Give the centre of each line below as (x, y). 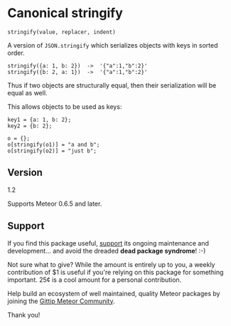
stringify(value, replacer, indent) (61, 32)
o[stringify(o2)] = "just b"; (52, 151)
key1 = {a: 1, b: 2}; (39, 120)
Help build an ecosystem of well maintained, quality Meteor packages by (114, 293)
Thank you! (24, 315)
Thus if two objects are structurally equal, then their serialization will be (112, 85)
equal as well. (27, 93)
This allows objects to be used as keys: (65, 106)
